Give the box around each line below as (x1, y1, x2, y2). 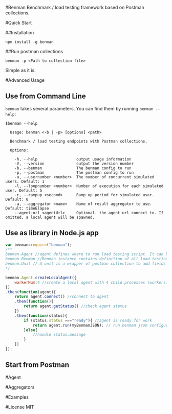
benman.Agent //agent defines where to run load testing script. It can (5, 251, 164, 257)
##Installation (5, 30, 34, 35)
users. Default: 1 (5, 179, 45, 184)
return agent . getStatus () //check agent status (24, 304, 127, 309)
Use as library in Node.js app (5, 228, 99, 237)
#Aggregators (5, 384, 35, 390)
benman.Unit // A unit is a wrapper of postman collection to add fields (5, 261, 166, 266)
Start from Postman (5, 360, 69, 370)
